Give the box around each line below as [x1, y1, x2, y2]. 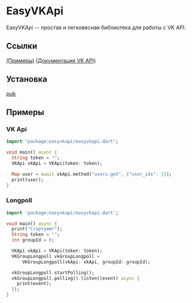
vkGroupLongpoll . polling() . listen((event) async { [11, 275, 140, 281]
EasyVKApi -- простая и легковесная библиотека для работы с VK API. [6, 24, 186, 31]
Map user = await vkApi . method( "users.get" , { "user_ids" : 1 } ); [11, 171, 172, 177]
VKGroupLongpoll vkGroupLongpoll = [11, 253, 100, 260]
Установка [6, 74, 48, 85]
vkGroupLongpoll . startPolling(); [11, 270, 95, 276]
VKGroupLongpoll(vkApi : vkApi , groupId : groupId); [21, 259, 151, 265]
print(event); [17, 281, 52, 287]
